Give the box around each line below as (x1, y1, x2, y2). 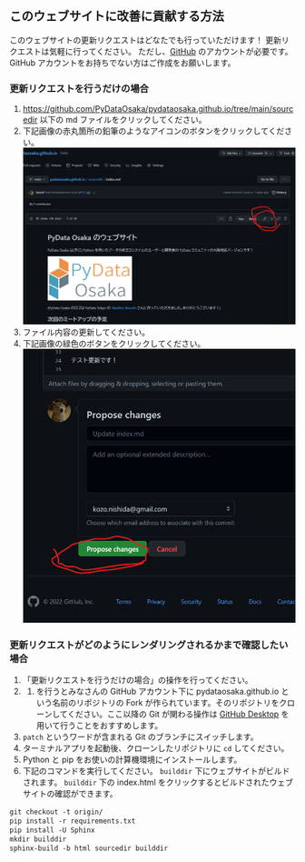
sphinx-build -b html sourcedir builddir (9, 844, 169, 853)
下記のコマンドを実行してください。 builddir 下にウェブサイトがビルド (22, 766, 290, 777)
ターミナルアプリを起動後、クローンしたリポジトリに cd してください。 (22, 743, 290, 754)
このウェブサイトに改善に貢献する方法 (9, 8, 224, 25)
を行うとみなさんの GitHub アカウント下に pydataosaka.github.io (35, 686, 280, 697)
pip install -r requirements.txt (9, 817, 136, 826)
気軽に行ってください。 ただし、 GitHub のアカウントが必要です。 (48, 45, 293, 56)
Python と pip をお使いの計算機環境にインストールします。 (22, 754, 242, 766)
